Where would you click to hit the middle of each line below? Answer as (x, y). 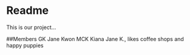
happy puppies (25, 45)
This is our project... (31, 27)
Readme (28, 11)
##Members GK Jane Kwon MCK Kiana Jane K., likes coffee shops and (95, 39)
